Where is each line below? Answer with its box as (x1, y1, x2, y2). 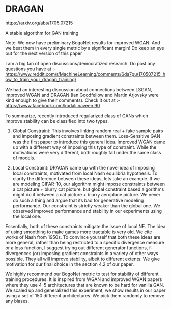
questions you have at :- (5, 66, 56, 72)
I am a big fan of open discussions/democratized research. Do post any (5, 60, 155, 66)
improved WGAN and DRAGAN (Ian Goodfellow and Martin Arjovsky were (5, 92, 159, 98)
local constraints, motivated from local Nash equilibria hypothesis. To (12, 170, 158, 176)
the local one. (12, 213, 42, 219)
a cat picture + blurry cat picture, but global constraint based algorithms (12, 186, 164, 192)
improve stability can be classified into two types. (5, 118, 109, 124)
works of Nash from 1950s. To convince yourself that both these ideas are (5, 234, 161, 240)
